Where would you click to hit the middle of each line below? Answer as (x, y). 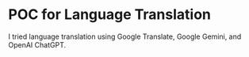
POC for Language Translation (110, 15)
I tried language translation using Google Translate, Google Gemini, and (125, 36)
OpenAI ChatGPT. (37, 44)
